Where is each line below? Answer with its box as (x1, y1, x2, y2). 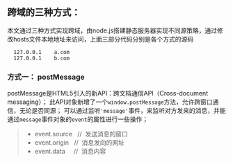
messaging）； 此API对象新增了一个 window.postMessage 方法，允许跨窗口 (7, 98, 214, 106)
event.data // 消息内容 (34, 147, 106, 156)
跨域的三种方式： (7, 6, 81, 19)
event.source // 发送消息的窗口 (34, 130, 129, 138)
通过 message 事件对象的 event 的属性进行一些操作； (7, 115, 148, 123)
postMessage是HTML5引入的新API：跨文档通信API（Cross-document (7, 89, 209, 98)
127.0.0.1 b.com (13, 55, 70, 62)
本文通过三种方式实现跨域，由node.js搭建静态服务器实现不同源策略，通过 (7, 26, 218, 35)
